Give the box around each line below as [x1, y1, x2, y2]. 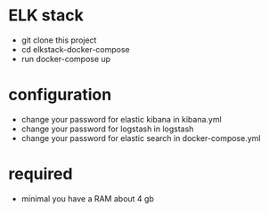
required [8, 164, 73, 185]
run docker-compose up [20, 53, 111, 64]
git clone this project [20, 35, 97, 45]
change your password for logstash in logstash [20, 123, 194, 134]
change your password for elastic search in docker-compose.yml [20, 132, 261, 143]
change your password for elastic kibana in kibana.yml [20, 114, 222, 124]
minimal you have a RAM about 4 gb [20, 193, 155, 204]
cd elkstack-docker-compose [20, 43, 130, 54]
